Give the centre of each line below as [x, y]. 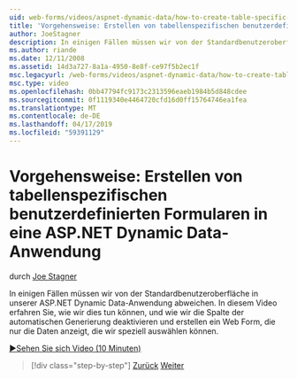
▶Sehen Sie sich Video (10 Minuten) [75, 348]
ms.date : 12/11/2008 [47, 58]
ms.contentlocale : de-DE [55, 116]
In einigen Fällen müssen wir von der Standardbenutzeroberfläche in [134, 293]
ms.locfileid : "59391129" [57, 133]
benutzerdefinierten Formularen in [138, 214]
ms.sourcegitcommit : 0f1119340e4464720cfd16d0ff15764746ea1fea [128, 100]
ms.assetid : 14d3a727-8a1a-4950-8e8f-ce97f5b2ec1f [104, 67]
